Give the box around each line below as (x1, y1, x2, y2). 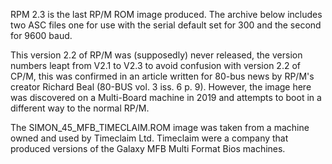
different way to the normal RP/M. (10, 102, 150, 114)
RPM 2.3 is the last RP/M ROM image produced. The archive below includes (10, 9, 323, 20)
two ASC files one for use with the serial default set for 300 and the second (10, 19, 322, 31)
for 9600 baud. (10, 30, 73, 41)
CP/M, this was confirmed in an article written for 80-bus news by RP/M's (10, 70, 315, 82)
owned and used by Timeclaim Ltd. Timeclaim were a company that (10, 132, 289, 144)
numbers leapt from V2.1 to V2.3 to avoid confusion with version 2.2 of (10, 60, 301, 71)
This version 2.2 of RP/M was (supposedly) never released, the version (10, 49, 303, 61)
